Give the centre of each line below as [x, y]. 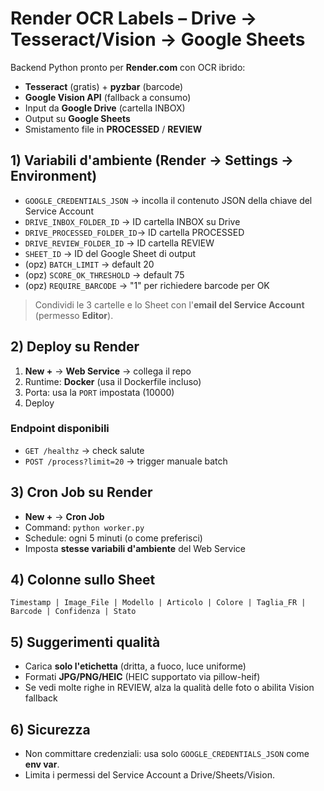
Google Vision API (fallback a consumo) [108, 97]
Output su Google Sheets [77, 118]
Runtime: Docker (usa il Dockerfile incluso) [113, 381]
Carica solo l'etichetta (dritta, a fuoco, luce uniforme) [135, 666]
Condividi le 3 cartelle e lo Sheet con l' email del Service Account [169, 304]
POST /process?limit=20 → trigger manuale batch [126, 461]
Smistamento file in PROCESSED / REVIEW [113, 129]
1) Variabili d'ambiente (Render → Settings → [152, 160]
